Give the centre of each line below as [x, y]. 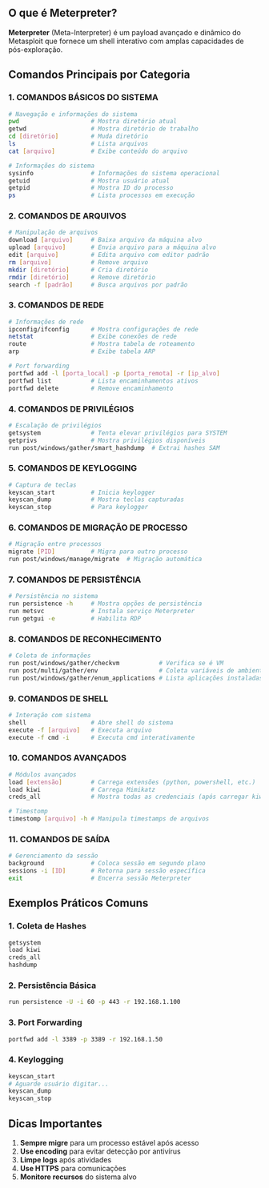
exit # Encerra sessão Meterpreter [100, 878]
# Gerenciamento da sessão [53, 856]
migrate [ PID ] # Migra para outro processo [98, 552]
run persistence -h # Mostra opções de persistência [105, 604]
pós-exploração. [36, 49]
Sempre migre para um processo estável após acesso [109, 1142]
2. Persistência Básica [52, 985]
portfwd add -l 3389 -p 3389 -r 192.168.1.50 [85, 1039]
